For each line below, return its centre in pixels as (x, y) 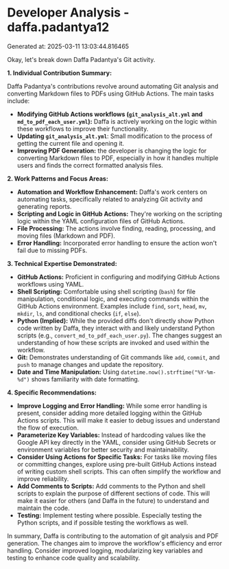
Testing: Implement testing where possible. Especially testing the (109, 515)
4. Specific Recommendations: (52, 392)
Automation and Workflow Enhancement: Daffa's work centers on (112, 192)
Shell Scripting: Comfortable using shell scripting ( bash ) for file (106, 291)
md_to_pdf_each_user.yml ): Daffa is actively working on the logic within (117, 121)
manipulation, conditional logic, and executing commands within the (113, 299)
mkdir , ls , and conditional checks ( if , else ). (79, 313)
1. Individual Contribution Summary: (59, 73)
